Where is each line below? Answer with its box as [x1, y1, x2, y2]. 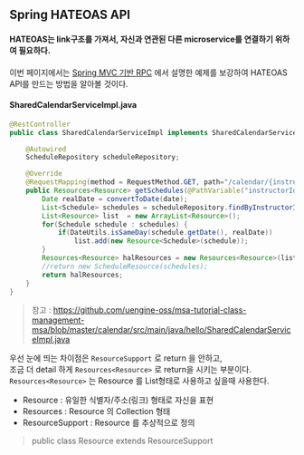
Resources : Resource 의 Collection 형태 [22, 406, 171, 417]
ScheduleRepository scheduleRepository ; [25, 153, 180, 162]
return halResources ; [42, 270, 124, 279]
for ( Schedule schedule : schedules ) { [42, 219, 188, 229]
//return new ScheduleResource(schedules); [42, 262, 208, 271]
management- [31, 315, 85, 325]
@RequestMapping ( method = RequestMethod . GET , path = [25, 178, 224, 187]
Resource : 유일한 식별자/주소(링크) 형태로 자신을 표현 [22, 394, 214, 406]
